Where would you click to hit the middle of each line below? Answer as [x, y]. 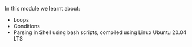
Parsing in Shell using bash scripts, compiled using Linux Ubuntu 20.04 [100, 32]
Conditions [27, 26]
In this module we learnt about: [42, 9]
